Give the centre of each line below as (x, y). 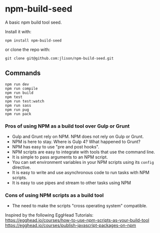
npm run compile (21, 88)
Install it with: (18, 31)
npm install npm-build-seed (33, 40)
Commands (23, 73)
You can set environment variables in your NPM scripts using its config (83, 162)
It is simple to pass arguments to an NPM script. (60, 157)
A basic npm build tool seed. (33, 22)
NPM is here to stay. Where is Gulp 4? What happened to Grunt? (76, 142)
